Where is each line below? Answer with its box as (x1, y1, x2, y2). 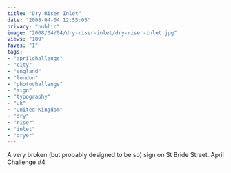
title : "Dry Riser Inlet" (7, 10, 81, 17)
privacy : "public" (7, 23, 60, 30)
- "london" (7, 74, 39, 81)
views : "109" (7, 36, 45, 43)
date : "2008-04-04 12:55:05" (7, 17, 91, 23)
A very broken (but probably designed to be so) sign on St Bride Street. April (7, 151, 224, 159)
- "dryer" (7, 132, 36, 139)
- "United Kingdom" (7, 106, 63, 113)
